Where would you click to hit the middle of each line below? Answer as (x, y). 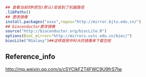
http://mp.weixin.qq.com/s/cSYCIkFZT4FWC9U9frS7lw (64, 69)
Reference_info (30, 57)
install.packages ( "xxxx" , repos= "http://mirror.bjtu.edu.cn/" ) (73, 22)
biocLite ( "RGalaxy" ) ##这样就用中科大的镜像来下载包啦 (58, 41)
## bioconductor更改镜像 (30, 26)
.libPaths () (18, 12)
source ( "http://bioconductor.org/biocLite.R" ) (56, 31)
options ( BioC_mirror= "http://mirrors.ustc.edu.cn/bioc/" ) (69, 36)
